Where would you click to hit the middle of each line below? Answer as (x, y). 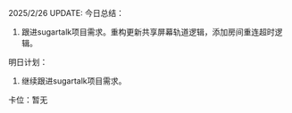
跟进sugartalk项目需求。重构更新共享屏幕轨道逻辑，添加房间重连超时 (148, 32)
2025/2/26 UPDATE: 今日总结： (66, 13)
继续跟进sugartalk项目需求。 (74, 81)
